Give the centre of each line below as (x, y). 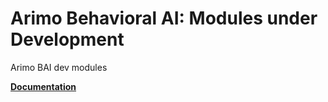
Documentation (43, 86)
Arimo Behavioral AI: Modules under (164, 18)
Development (67, 39)
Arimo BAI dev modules (59, 67)
